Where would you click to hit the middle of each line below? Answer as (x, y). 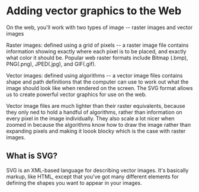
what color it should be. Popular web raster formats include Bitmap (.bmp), (97, 57)
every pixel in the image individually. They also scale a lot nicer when (90, 118)
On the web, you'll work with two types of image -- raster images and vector (99, 27)
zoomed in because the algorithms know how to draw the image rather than (99, 124)
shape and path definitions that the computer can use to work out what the (97, 82)
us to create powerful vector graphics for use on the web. (76, 94)
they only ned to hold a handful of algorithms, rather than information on (94, 112)
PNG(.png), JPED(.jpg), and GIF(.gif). (51, 64)
